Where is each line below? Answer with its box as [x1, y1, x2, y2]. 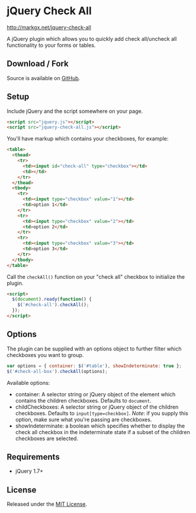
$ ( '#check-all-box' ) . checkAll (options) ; [7, 368, 108, 374]
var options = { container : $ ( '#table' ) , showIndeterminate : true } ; [7, 363, 182, 369]
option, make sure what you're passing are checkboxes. [15, 416, 152, 423]
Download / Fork [7, 59, 69, 69]
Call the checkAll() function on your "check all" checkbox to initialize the [7, 273, 185, 280]
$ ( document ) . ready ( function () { [12, 297, 92, 302]
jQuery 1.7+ [15, 467, 44, 475]
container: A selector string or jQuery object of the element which [15, 390, 176, 398]
